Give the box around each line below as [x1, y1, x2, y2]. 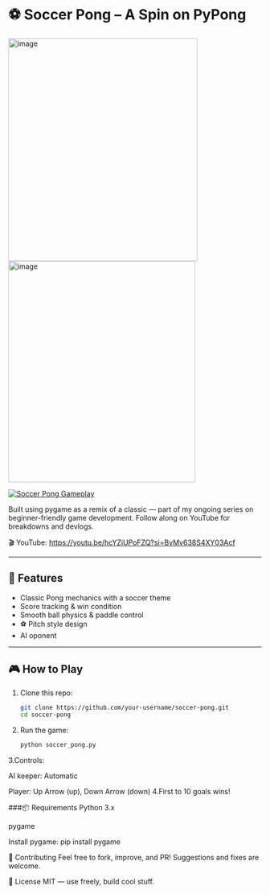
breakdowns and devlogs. [8, 521, 94, 531]
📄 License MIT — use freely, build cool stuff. [8, 877, 155, 887]
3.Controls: [8, 756, 45, 765]
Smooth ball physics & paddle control [19, 610, 144, 620]
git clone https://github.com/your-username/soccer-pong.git [19, 703, 230, 711]
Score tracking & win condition [19, 601, 122, 611]
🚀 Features [8, 571, 63, 585]
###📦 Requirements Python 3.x [8, 803, 115, 813]
